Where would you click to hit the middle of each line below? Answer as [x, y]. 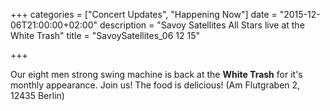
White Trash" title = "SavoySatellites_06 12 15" [105, 35]
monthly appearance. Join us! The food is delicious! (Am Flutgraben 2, [155, 85]
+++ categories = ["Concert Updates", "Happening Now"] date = [144, 14]
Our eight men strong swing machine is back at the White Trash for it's [156, 74]
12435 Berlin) [37, 95]
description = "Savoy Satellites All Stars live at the [202, 25]
